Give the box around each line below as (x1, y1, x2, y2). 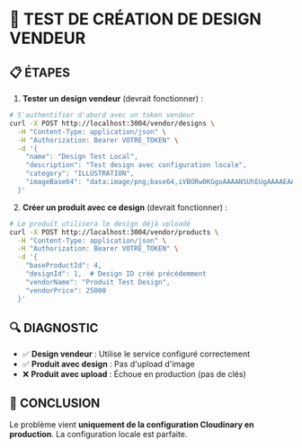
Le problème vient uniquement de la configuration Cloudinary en (9, 419, 254, 430)
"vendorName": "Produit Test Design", (25, 277, 171, 286)
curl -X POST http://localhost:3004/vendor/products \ (9, 227, 219, 237)
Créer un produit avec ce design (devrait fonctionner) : (22, 202, 227, 213)
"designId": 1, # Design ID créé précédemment (25, 269, 207, 278)
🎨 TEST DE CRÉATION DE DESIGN (9, 9, 262, 30)
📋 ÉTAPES (9, 65, 70, 80)
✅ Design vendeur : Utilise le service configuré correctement (22, 348, 250, 359)
